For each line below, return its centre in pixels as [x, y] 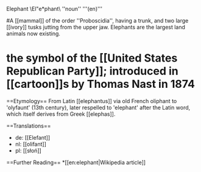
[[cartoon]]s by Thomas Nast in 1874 [100, 84]
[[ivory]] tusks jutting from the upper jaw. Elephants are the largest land [96, 27]
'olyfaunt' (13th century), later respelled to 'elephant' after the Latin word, [98, 107]
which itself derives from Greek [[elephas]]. [61, 114]
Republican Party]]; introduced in [92, 71]
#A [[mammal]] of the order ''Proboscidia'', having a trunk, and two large [97, 20]
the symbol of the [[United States [92, 58]
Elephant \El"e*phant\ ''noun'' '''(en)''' [54, 9]
